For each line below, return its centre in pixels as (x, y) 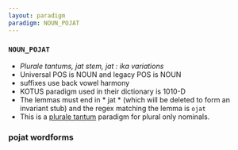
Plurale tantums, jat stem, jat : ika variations (92, 66)
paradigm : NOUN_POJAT (44, 23)
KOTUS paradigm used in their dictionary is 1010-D (103, 91)
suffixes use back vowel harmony (75, 83)
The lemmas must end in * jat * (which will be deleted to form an (125, 99)
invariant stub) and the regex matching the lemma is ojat (113, 108)
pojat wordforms (41, 137)
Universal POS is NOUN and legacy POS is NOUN (100, 74)
